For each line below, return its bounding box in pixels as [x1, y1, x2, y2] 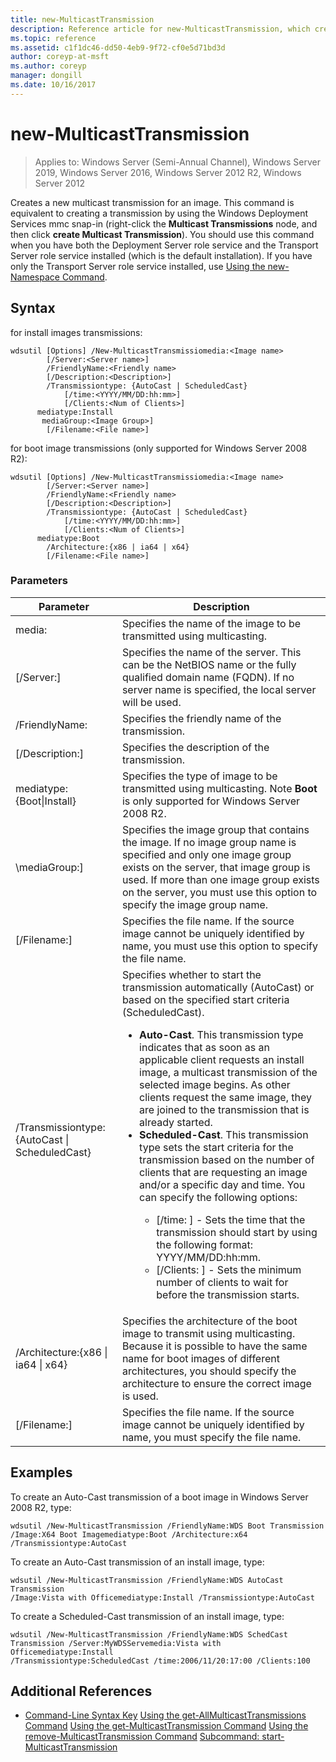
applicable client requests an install [139, 1052, 305, 1066]
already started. [139, 1115, 213, 1129]
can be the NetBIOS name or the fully [121, 657, 297, 671]
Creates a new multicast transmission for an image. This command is [10, 196, 295, 208]
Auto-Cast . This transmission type [139, 1027, 304, 1041]
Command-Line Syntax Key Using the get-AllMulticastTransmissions [24, 1709, 307, 1721]
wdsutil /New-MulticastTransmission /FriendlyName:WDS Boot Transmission [10, 1521, 325, 1531]
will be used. [121, 695, 182, 709]
